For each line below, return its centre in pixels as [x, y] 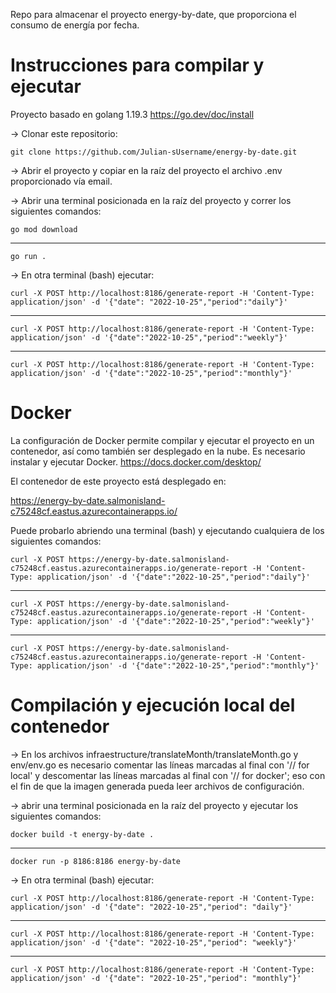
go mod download [44, 229]
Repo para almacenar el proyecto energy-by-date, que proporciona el [153, 14]
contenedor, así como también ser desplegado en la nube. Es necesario [158, 451]
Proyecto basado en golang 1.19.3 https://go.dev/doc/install [132, 114]
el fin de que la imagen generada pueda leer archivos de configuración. [157, 786]
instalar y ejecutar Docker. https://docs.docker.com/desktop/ [136, 461]
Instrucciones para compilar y [137, 65]
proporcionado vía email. [61, 181]
